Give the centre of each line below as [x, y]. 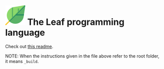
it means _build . [22, 61]
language [25, 33]
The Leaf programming [76, 22]
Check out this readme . [29, 46]
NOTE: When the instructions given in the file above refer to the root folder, [82, 56]
